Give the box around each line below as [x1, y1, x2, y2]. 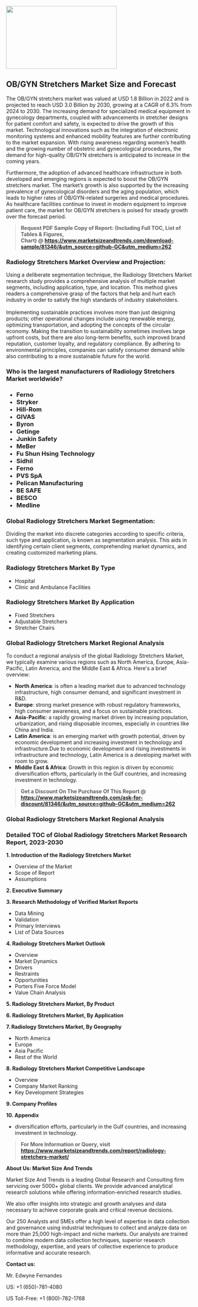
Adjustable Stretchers [14, 618, 68, 625]
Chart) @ [20, 236, 44, 244]
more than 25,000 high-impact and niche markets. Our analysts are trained [6, 1230, 188, 1237]
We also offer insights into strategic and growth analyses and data [6, 1200, 167, 1207]
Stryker [16, 398, 38, 406]
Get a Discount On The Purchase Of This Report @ [20, 788, 146, 795]
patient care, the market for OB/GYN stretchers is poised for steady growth [6, 206, 189, 213]
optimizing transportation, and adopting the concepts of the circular [6, 321, 171, 328]
